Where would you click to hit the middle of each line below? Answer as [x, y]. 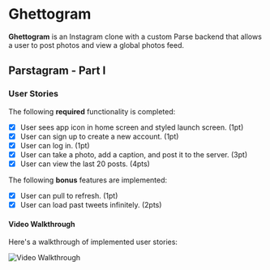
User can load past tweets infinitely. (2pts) [91, 205]
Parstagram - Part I [57, 71]
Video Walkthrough [42, 224]
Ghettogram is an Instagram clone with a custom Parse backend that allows [135, 36]
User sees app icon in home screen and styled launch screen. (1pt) [132, 127]
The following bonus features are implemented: [88, 180]
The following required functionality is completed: [92, 111]
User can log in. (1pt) [55, 145]
